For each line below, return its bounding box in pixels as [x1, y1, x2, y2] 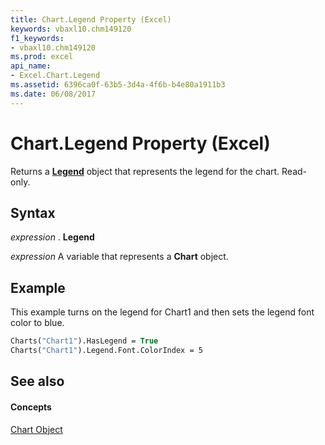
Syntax [10, 204, 56, 221]
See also [10, 373, 65, 390]
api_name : [10, 61, 52, 71]
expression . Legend [10, 231, 95, 243]
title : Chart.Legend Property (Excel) [10, 14, 172, 25]
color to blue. [10, 317, 65, 329]
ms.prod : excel [10, 52, 74, 62]
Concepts [10, 401, 52, 413]
